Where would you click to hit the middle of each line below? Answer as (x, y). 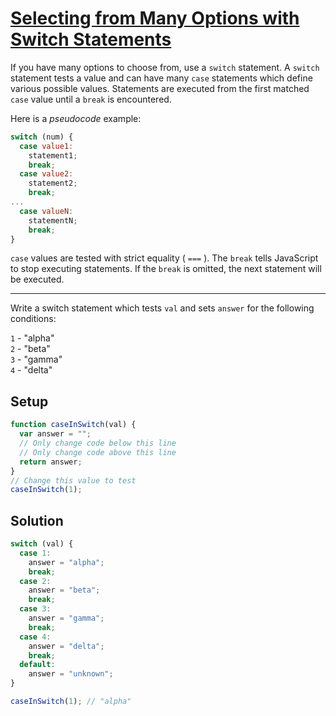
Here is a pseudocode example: (76, 118)
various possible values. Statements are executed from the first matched (160, 88)
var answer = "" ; (55, 434)
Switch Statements (91, 39)
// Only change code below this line (98, 443)
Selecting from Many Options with (155, 18)
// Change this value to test (73, 480)
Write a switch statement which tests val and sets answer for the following (162, 308)
